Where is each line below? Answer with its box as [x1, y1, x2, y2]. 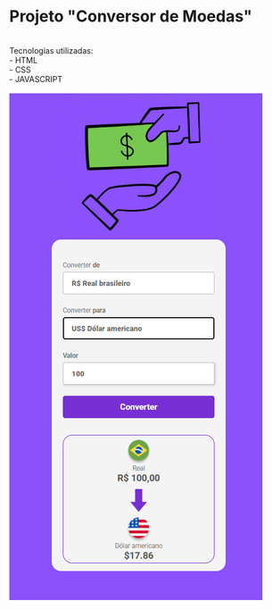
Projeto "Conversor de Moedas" [9, 6, 252, 27]
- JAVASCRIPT [9, 73, 63, 84]
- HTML [9, 54, 38, 65]
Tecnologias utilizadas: [9, 45, 94, 55]
